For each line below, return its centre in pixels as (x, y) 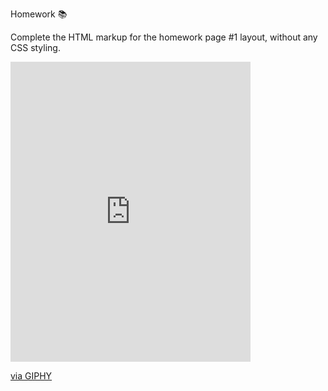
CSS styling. (35, 47)
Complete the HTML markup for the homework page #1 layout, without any (164, 37)
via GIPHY (31, 376)
